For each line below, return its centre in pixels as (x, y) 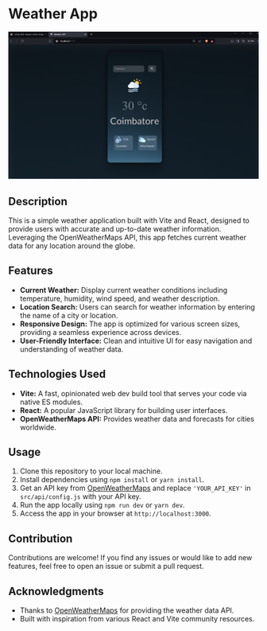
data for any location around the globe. (72, 246)
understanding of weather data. (72, 349)
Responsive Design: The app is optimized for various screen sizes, (130, 324)
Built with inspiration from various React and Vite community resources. (137, 619)
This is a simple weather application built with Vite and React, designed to (129, 220)
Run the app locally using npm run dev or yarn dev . (102, 505)
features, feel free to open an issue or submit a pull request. (106, 567)
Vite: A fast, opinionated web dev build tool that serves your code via (133, 393)
